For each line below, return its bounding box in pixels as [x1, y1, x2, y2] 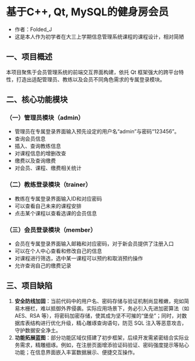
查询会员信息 [14, 135, 46, 142]
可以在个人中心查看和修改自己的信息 [14, 247, 102, 255]
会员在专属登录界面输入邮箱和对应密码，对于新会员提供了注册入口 [14, 240, 174, 247]
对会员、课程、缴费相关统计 [14, 164, 82, 171]
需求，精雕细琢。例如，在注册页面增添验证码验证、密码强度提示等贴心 [19, 341, 189, 348]
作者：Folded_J [14, 26, 52, 33]
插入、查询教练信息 [14, 143, 61, 150]
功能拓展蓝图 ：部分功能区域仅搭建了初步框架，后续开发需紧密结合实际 [14, 334, 184, 341]
